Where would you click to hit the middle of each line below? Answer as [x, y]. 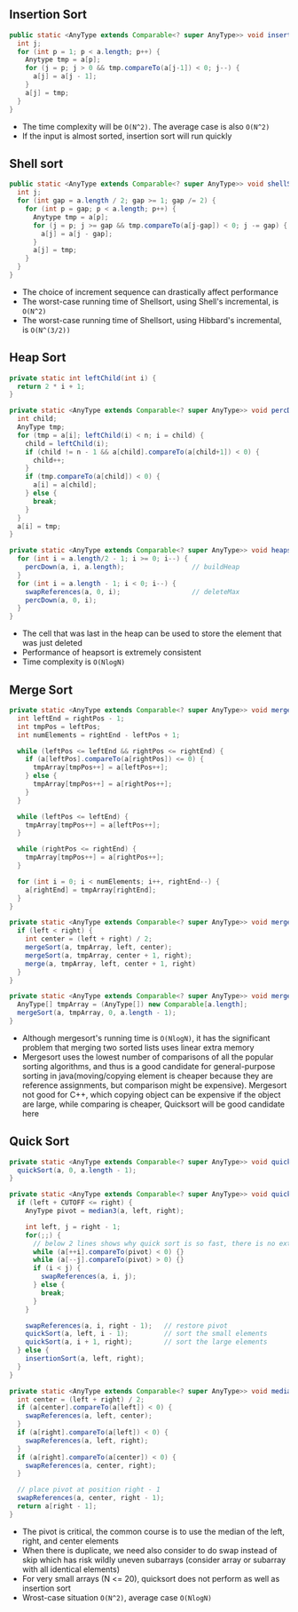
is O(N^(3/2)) [46, 330]
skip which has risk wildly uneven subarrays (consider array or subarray [154, 1560]
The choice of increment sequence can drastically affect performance [150, 291]
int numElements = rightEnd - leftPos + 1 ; [98, 735]
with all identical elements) [71, 1569]
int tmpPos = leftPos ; [59, 727]
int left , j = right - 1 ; [73, 1227]
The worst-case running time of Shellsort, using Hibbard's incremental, [152, 320]
